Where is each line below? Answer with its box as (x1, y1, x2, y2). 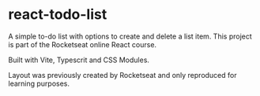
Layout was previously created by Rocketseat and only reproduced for (8, 70, 237, 79)
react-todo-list (8, 6, 107, 24)
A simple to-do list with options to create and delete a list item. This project (8, 31, 253, 41)
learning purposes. (8, 79, 70, 88)
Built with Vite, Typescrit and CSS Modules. (8, 55, 150, 65)
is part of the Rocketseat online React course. (8, 39, 156, 49)
